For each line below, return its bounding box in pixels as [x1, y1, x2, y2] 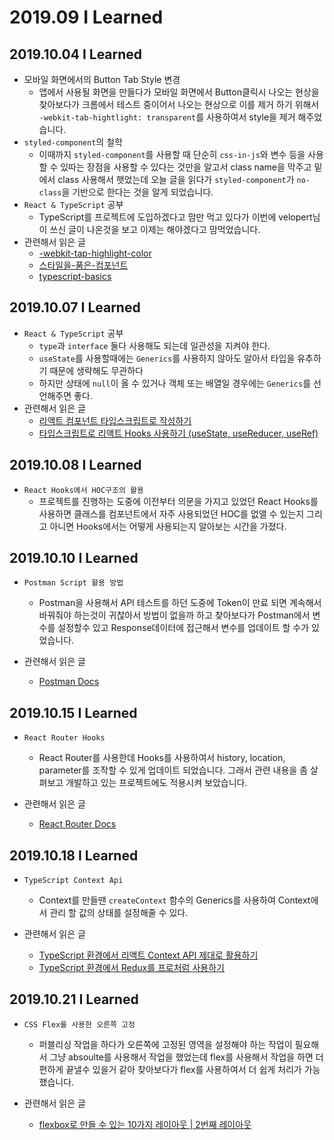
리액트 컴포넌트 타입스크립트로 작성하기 [38, 414, 192, 426]
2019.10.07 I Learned [9, 299, 141, 316]
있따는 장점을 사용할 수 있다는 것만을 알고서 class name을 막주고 [60, 161, 312, 173]
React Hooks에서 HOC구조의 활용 [23, 485, 144, 495]
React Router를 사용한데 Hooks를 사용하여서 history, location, [38, 752, 286, 764]
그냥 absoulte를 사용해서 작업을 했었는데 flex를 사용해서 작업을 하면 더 [49, 1051, 324, 1063]
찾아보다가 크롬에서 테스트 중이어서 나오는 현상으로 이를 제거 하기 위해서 [38, 99, 320, 110]
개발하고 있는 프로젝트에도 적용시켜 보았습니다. [65, 777, 248, 789]
